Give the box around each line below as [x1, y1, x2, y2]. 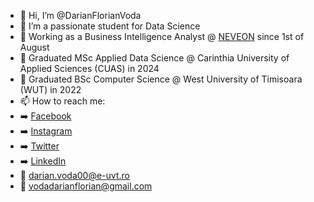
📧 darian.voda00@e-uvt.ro [19, 170, 130, 181]
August [19, 41, 50, 53]
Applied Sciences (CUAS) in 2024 [19, 63, 160, 74]
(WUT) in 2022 [19, 84, 82, 95]
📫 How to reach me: [19, 95, 106, 107]
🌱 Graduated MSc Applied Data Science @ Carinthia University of [19, 52, 290, 64]
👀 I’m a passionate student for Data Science [19, 20, 201, 32]
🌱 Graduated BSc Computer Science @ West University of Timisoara [19, 73, 303, 85]
